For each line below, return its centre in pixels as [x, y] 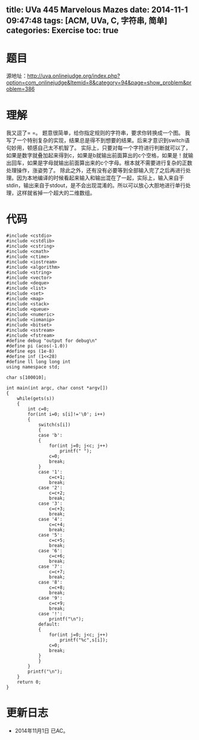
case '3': [50, 504]
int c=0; [39, 409]
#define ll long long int [38, 362]
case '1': [50, 472]
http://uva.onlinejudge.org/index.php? [74, 76]
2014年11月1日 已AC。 [42, 731]
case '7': [50, 567]
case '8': [50, 582]
